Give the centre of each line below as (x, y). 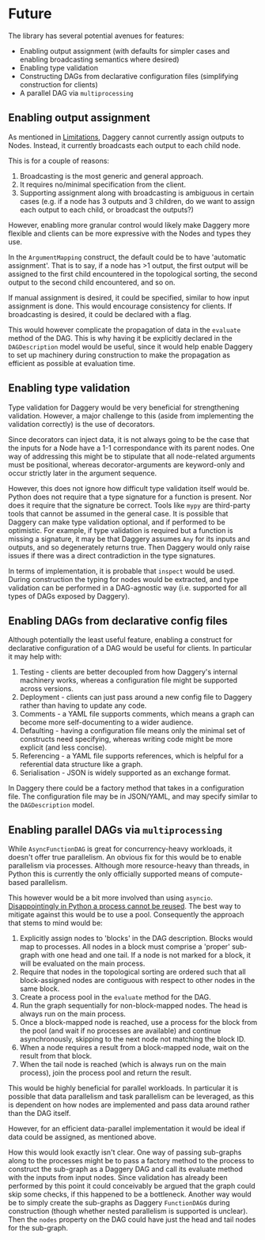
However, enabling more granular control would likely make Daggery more (129, 225)
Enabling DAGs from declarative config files (118, 620)
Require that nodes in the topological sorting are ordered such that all (133, 972)
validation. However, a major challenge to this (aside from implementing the (131, 415)
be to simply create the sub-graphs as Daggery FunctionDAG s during (119, 1203)
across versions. (46, 689)
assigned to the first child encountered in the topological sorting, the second (133, 274)
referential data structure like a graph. (81, 765)
